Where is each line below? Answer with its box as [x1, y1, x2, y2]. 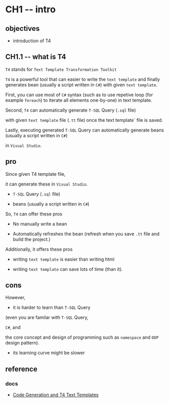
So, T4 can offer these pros [5, 211, 63, 217]
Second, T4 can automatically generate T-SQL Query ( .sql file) [5, 107, 136, 113]
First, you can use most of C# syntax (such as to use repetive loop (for [5, 91, 153, 98]
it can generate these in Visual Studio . [5, 181, 88, 187]
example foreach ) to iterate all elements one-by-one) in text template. [5, 97, 153, 103]
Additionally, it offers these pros [5, 246, 73, 252]
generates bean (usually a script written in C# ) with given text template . [5, 81, 158, 88]
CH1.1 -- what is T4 [5, 52, 67, 61]
